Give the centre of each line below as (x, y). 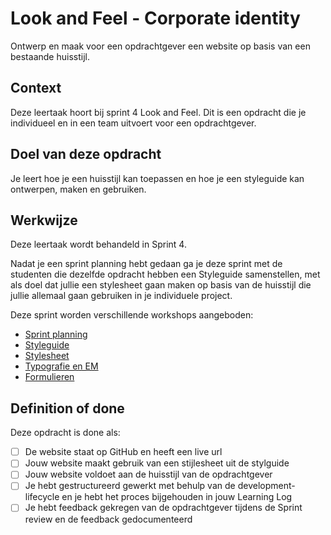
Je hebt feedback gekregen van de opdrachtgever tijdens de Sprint (163, 508)
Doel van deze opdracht (86, 154)
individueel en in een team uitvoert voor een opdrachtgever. (133, 123)
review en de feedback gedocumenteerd (108, 519)
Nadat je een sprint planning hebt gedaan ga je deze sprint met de (146, 264)
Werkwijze (44, 220)
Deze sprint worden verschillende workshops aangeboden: (132, 315)
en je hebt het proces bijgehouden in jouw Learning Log (177, 497)
